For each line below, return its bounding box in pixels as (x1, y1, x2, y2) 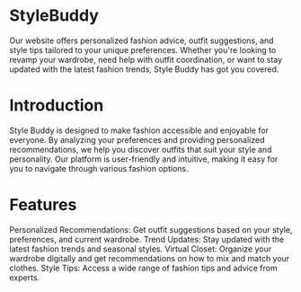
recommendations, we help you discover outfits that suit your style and (9, 144, 272, 155)
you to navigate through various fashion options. (9, 163, 189, 173)
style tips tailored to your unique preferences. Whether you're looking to (9, 44, 277, 55)
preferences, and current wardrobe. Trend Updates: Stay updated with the (9, 234, 285, 244)
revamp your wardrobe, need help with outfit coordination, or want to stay (9, 54, 283, 65)
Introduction (9, 95, 104, 116)
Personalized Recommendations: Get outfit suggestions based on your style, (9, 224, 293, 234)
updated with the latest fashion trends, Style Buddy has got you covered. (9, 64, 279, 75)
